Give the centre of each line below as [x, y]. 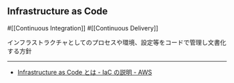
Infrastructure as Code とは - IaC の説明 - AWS [85, 72]
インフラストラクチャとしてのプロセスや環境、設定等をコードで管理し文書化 [117, 42]
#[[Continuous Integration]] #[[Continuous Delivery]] [83, 28]
